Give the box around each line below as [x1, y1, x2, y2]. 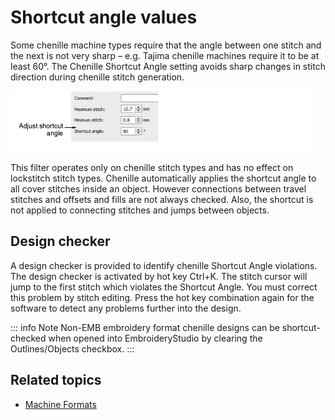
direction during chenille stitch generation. [10, 71, 185, 83]
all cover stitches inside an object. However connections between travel [10, 182, 307, 195]
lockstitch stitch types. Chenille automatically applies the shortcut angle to [10, 172, 317, 184]
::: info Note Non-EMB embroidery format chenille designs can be [10, 321, 280, 333]
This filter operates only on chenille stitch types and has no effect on [10, 161, 294, 173]
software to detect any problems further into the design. [10, 302, 242, 314]
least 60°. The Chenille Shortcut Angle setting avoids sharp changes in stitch [10, 60, 326, 72]
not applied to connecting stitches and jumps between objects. [10, 204, 270, 216]
